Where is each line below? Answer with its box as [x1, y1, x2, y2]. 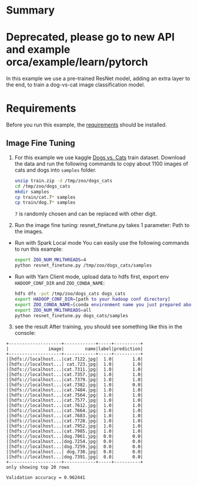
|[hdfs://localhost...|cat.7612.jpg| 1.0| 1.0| [6, 402, 143, 409]
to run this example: [14, 245, 63, 253]
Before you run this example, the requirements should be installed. [6, 121, 167, 128]
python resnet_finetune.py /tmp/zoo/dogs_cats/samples [14, 262, 152, 268]
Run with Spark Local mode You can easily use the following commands [14, 239, 189, 247]
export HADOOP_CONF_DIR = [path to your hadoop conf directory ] [14, 296, 171, 302]
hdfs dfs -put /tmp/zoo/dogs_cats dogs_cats [14, 291, 126, 297]
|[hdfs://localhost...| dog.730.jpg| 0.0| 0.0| [6, 449, 143, 455]
